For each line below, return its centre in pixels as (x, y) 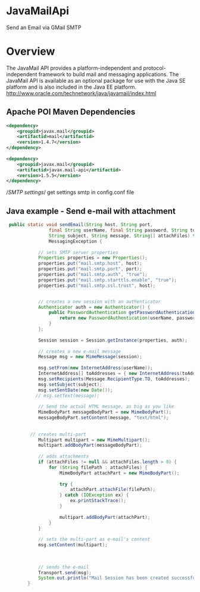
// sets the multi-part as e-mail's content (94, 540)
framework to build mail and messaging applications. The (109, 74)
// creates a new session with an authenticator (99, 302)
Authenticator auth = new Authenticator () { (94, 307)
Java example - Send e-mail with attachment (91, 211)
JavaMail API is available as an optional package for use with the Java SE (96, 80)
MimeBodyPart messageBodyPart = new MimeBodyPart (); (104, 412)
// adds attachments (63, 456)
